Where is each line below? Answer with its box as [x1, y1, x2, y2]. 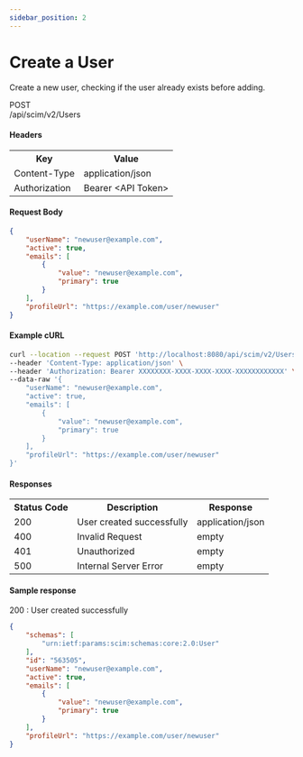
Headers [9, 130, 42, 141]
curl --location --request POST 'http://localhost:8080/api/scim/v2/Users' [9, 350, 300, 359]
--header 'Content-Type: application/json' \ [9, 358, 183, 368]
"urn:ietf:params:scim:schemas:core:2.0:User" [41, 639, 220, 649]
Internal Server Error [77, 560, 164, 572]
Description [106, 501, 159, 514]
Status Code [14, 501, 69, 514]
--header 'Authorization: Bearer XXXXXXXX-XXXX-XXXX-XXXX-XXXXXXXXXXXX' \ [9, 367, 297, 376]
